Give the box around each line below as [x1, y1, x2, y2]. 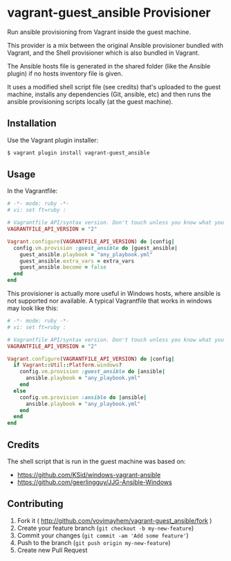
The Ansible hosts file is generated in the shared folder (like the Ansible [7, 62, 211, 70]
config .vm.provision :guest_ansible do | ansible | [19, 368, 166, 375]
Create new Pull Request [17, 546, 88, 554]
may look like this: [7, 304, 59, 312]
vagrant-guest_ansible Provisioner [7, 5, 211, 21]
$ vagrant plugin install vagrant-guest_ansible [7, 149, 150, 157]
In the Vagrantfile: [7, 187, 58, 195]
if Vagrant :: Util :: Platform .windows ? [13, 362, 122, 368]
